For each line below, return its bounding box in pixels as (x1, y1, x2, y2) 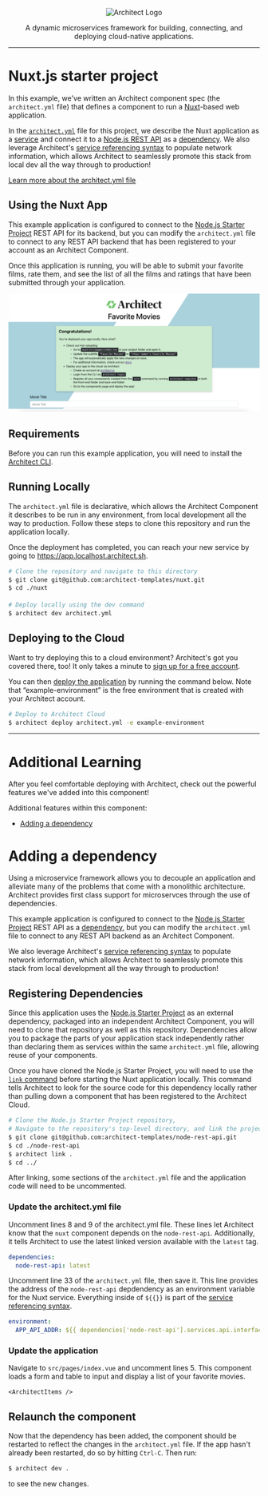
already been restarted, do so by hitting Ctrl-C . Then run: (8, 1448, 197, 1458)
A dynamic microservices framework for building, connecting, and (25, 23, 243, 32)
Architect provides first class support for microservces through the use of (8, 890, 250, 900)
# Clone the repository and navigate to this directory (8, 567, 198, 575)
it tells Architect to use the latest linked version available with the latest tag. (8, 1236, 259, 1246)
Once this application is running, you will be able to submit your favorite (8, 261, 244, 270)
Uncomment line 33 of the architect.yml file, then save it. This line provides (8, 1275, 258, 1286)
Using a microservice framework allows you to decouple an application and (8, 873, 256, 883)
